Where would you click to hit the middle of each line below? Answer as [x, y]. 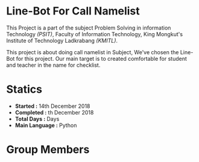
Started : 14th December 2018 [52, 106]
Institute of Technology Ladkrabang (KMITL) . [62, 40]
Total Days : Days [37, 119]
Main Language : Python [46, 125]
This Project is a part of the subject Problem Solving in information [89, 28]
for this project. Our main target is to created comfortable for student [101, 58]
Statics [24, 89]
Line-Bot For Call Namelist [73, 11]
